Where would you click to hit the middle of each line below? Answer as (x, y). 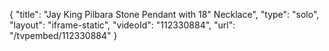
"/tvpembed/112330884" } (63, 35)
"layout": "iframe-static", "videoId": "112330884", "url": (122, 25)
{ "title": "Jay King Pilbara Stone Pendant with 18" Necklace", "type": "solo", (164, 14)
